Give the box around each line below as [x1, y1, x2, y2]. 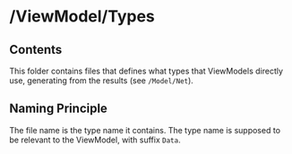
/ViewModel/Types [9, 6, 155, 27]
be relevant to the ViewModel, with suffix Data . [9, 134, 181, 145]
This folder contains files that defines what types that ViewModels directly [9, 65, 284, 76]
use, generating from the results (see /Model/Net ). [9, 75, 194, 86]
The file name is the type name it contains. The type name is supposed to [9, 124, 280, 135]
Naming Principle [9, 101, 107, 116]
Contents [9, 42, 63, 57]
